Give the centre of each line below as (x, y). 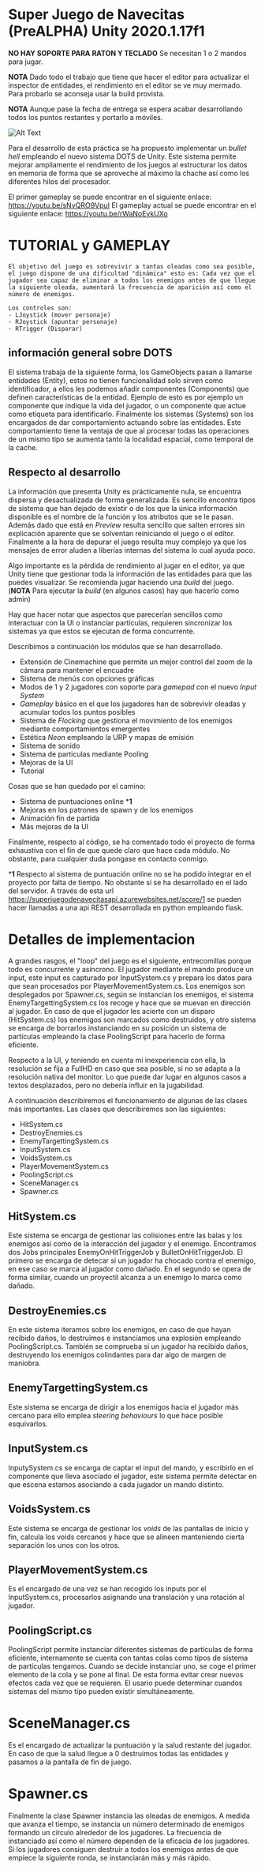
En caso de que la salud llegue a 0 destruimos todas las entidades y (118, 1754)
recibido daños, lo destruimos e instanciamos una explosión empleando (125, 1338)
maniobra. (24, 1363)
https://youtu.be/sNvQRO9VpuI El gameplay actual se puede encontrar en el (132, 205)
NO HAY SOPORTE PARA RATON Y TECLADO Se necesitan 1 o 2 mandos (127, 53)
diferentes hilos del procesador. (60, 181)
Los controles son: (40, 308)
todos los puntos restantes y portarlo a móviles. (86, 117)
